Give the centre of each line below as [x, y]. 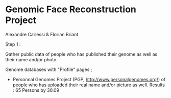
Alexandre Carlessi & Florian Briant [42, 34]
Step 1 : [13, 44]
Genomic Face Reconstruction [71, 9]
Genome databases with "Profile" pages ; [49, 69]
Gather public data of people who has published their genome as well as [81, 54]
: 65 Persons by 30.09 [36, 90]
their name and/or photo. [31, 59]
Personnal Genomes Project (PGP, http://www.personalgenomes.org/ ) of [89, 79]
